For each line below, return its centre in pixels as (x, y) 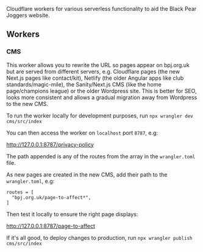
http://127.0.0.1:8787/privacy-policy (50, 144)
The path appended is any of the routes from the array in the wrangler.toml (101, 156)
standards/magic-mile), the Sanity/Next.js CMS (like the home (84, 84)
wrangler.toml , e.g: (30, 181)
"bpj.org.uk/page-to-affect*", (52, 197)
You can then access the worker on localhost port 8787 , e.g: (82, 133)
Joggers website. (28, 15)
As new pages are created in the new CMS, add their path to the (87, 174)
